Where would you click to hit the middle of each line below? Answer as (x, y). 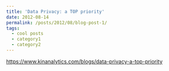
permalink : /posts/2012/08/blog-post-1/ (57, 22)
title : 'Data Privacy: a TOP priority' (55, 12)
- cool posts (28, 34)
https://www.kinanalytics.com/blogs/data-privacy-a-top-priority (84, 61)
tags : (13, 28)
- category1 (26, 39)
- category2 (26, 45)
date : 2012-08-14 (28, 17)
